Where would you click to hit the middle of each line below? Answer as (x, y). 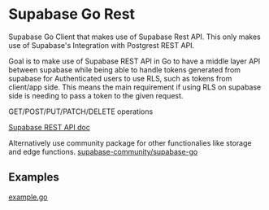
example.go (28, 197)
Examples (34, 177)
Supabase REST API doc (50, 127)
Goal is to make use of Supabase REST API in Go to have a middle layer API (134, 61)
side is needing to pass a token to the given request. (96, 95)
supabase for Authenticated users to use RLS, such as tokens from (120, 78)
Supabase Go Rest (72, 14)
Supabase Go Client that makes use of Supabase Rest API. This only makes (135, 37)
